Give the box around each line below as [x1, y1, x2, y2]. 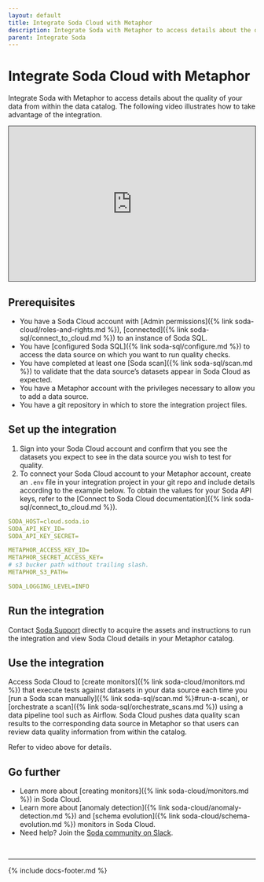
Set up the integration [8, 423, 117, 437]
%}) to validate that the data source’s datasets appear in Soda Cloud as [19, 367, 251, 376]
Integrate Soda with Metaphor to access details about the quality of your [8, 94, 243, 103]
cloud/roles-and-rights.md [19, 325, 106, 334]
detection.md [19, 811, 63, 821]
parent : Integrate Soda [8, 33, 86, 42]
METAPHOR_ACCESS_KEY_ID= [8, 546, 90, 555]
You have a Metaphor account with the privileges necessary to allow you [19, 383, 255, 393]
